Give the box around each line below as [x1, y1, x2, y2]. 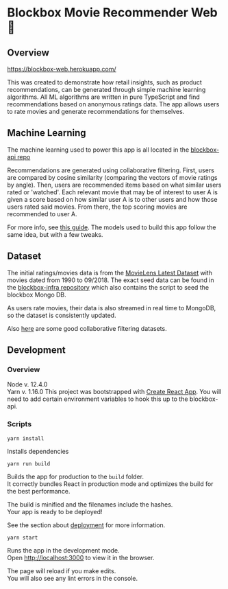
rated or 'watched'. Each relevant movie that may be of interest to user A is [7, 187, 218, 196]
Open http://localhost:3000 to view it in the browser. [7, 553, 155, 562]
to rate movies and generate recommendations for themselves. [7, 108, 185, 115]
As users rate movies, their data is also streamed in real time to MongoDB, [7, 303, 216, 312]
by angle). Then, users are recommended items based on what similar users [7, 181, 222, 189]
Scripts [7, 419, 32, 429]
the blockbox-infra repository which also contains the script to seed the [7, 283, 210, 291]
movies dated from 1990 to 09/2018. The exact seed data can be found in [7, 276, 214, 284]
